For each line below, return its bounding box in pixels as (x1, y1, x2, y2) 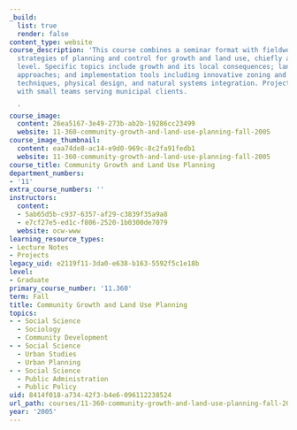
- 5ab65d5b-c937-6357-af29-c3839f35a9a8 (17, 210, 168, 219)
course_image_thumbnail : (9, 136, 101, 145)
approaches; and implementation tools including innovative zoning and (17, 71, 287, 80)
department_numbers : (9, 169, 86, 178)
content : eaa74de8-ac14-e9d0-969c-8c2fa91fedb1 (17, 144, 196, 153)
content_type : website (9, 37, 93, 47)
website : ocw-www (17, 227, 81, 235)
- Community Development (17, 334, 109, 342)
